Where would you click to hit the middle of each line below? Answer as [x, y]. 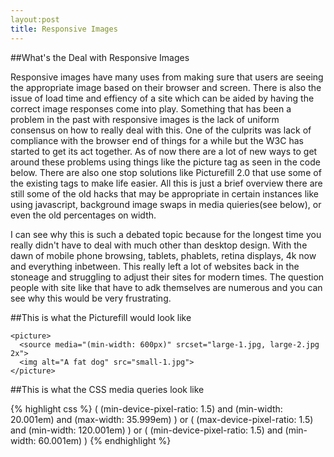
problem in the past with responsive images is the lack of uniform [145, 119]
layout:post [35, 19]
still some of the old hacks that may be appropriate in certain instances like [164, 193]
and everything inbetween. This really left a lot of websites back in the [155, 266]
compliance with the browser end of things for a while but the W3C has [157, 140]
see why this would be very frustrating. [91, 298]
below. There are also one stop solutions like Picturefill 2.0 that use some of [166, 172]
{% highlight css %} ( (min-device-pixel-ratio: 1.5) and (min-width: [146, 408]
